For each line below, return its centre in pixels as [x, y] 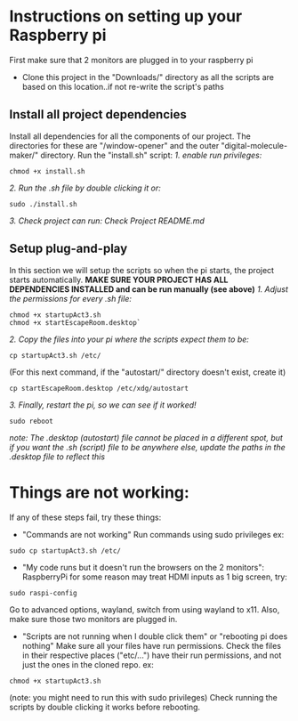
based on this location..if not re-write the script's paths [123, 86]
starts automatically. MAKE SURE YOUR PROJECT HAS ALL [119, 279]
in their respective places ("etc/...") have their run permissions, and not [152, 655]
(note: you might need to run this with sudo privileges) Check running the [143, 697]
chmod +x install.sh [48, 171]
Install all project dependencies [98, 114]
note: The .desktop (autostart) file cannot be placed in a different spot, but [146, 437]
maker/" [24, 155]
